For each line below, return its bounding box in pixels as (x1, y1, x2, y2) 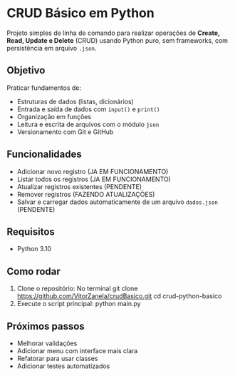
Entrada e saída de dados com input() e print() (16, 105, 160, 113)
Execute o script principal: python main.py (16, 300, 141, 308)
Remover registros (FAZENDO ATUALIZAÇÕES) (16, 190, 155, 198)
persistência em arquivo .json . (6, 44, 97, 52)
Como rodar (6, 265, 61, 278)
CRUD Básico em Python (6, 5, 155, 21)
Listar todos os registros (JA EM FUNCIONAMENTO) (16, 175, 172, 183)
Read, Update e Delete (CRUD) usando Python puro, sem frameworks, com (6, 36, 229, 44)
